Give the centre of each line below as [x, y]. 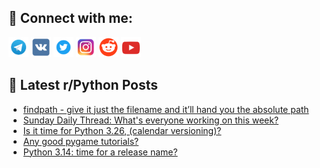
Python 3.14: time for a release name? [100, 152]
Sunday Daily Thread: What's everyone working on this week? [151, 120]
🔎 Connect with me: [70, 18]
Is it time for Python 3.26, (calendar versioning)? [122, 130]
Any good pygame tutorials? [81, 141]
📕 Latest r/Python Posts [83, 85]
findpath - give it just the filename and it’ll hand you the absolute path [166, 109]
